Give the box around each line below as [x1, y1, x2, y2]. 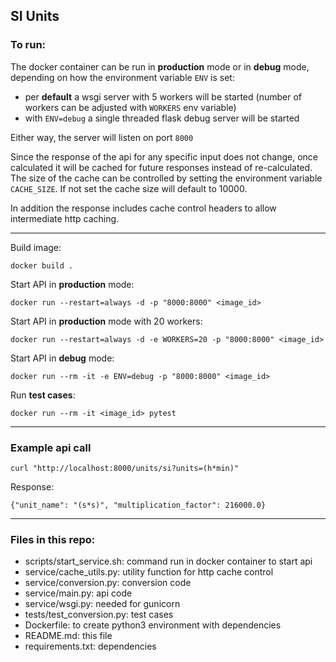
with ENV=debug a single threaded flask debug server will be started [24, 112, 300, 124]
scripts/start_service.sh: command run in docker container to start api [24, 555, 313, 568]
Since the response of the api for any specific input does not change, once [10, 150, 319, 163]
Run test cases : [10, 389, 76, 401]
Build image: [10, 241, 62, 253]
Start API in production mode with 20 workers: [10, 315, 203, 327]
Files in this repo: [10, 532, 96, 546]
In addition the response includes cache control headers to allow [10, 202, 277, 214]
